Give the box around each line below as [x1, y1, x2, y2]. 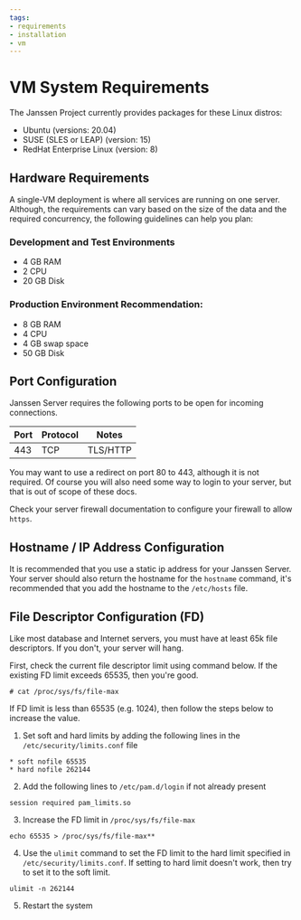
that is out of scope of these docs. [9, 486, 137, 497]
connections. [9, 408, 59, 418]
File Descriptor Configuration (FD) [9, 609, 205, 624]
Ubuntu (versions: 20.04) [22, 125, 117, 136]
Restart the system [22, 900, 93, 911]
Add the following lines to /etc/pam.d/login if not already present [22, 781, 267, 792]
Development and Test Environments [9, 236, 175, 249]
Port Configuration [9, 373, 118, 389]
